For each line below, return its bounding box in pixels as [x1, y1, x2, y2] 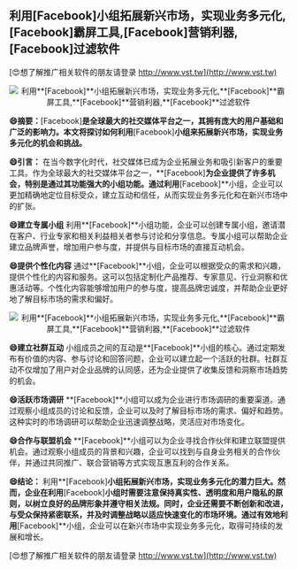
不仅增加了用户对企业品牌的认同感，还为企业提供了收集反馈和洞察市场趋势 [16, 364, 288, 374]
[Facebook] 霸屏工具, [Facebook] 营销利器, [9, 25, 239, 40]
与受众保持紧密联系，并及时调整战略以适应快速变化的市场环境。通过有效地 [9, 509, 280, 519]
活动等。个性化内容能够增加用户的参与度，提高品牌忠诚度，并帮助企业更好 [16, 282, 288, 293]
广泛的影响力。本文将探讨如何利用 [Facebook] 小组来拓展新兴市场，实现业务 [9, 127, 284, 137]
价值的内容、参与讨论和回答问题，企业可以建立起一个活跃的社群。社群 [24, 353, 280, 364]
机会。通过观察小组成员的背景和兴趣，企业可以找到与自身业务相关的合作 [9, 446, 272, 457]
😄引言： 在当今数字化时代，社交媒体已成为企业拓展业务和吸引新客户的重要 [9, 156, 283, 166]
